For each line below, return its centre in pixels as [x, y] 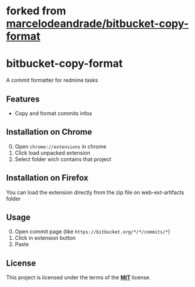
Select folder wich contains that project [63, 159]
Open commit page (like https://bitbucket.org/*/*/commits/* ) [92, 232]
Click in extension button [45, 238]
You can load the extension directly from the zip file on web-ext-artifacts [95, 192]
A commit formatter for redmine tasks [52, 80]
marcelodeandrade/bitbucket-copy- [97, 24]
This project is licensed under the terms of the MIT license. [78, 277]
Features [23, 99]
